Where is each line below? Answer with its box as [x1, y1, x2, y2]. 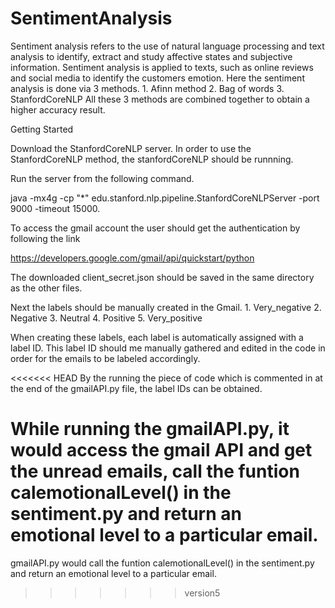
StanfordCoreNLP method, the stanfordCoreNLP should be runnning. [10, 153, 294, 165]
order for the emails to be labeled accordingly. [10, 352, 201, 364]
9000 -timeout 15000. [10, 202, 101, 214]
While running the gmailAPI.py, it [10, 418, 290, 441]
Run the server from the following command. [10, 172, 195, 184]
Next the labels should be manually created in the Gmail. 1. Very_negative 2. [10, 301, 322, 313]
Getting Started [10, 123, 74, 135]
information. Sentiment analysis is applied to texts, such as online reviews [10, 61, 314, 73]
